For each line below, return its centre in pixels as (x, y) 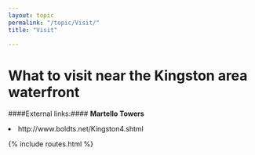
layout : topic (31, 15)
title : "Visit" (33, 30)
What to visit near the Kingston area (128, 76)
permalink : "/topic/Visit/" (54, 23)
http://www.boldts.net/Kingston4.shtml (81, 129)
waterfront (44, 92)
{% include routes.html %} (51, 144)
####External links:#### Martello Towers (76, 114)
